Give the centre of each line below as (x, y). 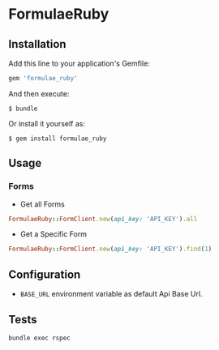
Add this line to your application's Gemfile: (79, 63)
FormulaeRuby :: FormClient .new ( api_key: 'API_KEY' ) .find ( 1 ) (110, 249)
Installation (37, 44)
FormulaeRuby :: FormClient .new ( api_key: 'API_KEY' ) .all (103, 219)
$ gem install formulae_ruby (58, 139)
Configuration (45, 274)
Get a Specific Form (54, 234)
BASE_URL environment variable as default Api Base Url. (111, 294)
